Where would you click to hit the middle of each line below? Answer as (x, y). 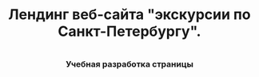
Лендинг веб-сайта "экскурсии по (129, 15)
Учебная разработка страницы (129, 64)
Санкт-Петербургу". (129, 31)
